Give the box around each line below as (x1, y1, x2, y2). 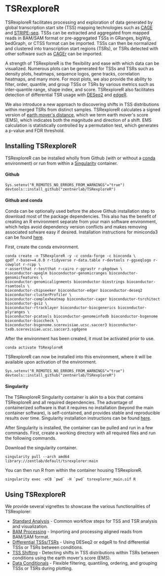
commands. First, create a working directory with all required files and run (5, 430, 156, 436)
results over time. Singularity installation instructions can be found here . (5, 415, 152, 421)
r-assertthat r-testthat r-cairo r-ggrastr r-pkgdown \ (5, 267, 123, 271)
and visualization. (12, 524, 48, 530)
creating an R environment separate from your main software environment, (5, 219, 157, 225)
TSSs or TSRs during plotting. (12, 566, 73, 572)
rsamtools (5, 284, 26, 289)
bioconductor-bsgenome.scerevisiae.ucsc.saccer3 (5, 323, 107, 328)
